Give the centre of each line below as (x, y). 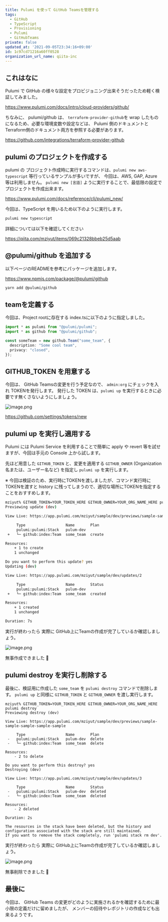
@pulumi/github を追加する (48, 256)
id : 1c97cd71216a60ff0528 (32, 52)
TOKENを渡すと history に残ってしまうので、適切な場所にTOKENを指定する (83, 487)
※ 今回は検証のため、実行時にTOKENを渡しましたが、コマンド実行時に (78, 480)
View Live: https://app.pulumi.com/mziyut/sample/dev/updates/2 (73, 575)
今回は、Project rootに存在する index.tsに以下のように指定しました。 (76, 318)
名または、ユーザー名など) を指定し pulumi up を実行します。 (68, 470)
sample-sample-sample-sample (35, 726)
